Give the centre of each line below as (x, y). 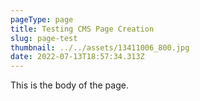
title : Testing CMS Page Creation (82, 29)
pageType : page (42, 19)
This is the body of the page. (69, 85)
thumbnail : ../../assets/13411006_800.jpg (100, 47)
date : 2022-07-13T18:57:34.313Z (77, 57)
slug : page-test (44, 38)
